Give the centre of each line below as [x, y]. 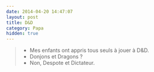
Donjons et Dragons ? [56, 57]
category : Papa [25, 28]
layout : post [22, 17]
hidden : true [22, 34]
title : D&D [20, 22]
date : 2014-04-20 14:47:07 [40, 12]
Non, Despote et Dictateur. [62, 63]
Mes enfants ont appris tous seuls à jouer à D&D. [89, 50]
